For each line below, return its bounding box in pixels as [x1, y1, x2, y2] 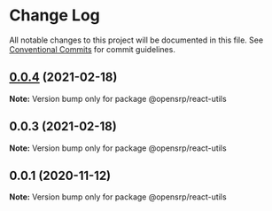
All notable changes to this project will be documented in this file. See [9, 35, 264, 45]
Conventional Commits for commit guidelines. [9, 43, 175, 54]
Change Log [9, 5, 100, 26]
